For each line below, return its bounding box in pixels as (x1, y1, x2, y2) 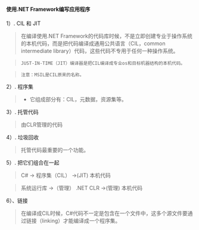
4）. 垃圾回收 (6, 134, 39, 141)
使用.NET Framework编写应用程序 (6, 5, 91, 13)
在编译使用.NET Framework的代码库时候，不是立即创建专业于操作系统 (20, 33, 192, 40)
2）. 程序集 (6, 83, 34, 91)
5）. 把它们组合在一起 (6, 159, 60, 166)
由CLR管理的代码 (20, 121, 63, 128)
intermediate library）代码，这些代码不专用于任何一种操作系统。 (20, 48, 179, 55)
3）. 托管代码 (6, 108, 39, 116)
